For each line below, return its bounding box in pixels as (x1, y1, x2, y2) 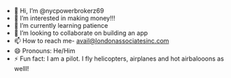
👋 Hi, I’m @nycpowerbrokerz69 (13, 7, 104, 15)
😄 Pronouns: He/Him (13, 47, 76, 55)
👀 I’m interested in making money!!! (13, 14, 115, 22)
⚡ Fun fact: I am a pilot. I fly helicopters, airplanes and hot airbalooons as (13, 54, 224, 63)
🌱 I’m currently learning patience (13, 22, 108, 29)
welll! (13, 65, 29, 72)
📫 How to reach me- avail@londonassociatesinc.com (13, 37, 169, 45)
